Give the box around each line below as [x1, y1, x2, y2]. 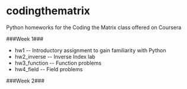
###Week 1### [6, 35, 43, 42]
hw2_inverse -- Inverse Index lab [14, 53, 96, 60]
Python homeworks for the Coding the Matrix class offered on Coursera [6, 24, 182, 31]
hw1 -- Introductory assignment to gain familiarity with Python [14, 46, 166, 54]
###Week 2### [6, 77, 45, 84]
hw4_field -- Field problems [14, 65, 83, 72]
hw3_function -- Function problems [14, 59, 102, 66]
